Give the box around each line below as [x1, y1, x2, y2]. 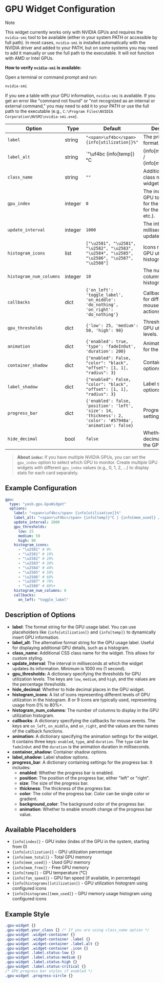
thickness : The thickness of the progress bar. [19, 785, 112, 791]
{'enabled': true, [85, 338, 128, 344]
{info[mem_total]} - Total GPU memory [12, 854, 92, 860]
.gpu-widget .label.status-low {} [5, 950, 76, 956]
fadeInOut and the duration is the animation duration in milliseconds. [12, 744, 150, 750]
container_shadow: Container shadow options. [12, 749, 108, 755]
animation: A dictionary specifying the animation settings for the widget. [12, 733, 159, 739]
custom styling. [12, 655, 43, 661]
